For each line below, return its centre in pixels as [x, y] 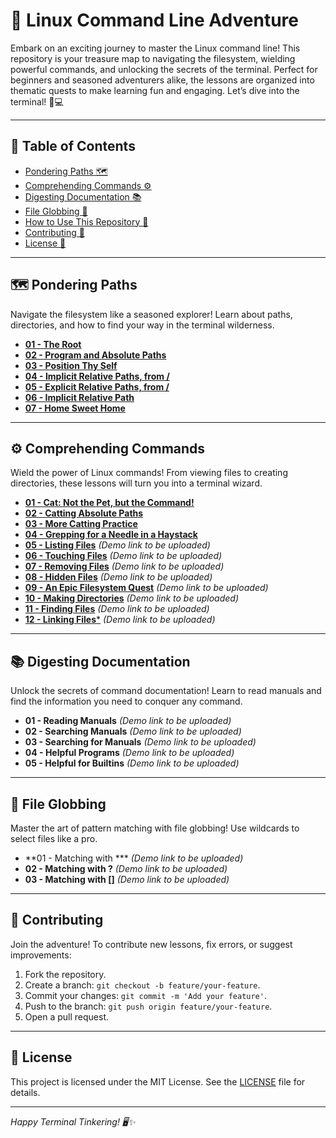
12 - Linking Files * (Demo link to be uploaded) [120, 620]
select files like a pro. [54, 838]
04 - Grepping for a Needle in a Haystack [111, 535]
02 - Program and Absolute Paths [95, 355]
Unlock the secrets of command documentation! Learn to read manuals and [166, 691]
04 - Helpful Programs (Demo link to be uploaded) [129, 753]
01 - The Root [53, 344]
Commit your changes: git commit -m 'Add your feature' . [145, 995]
